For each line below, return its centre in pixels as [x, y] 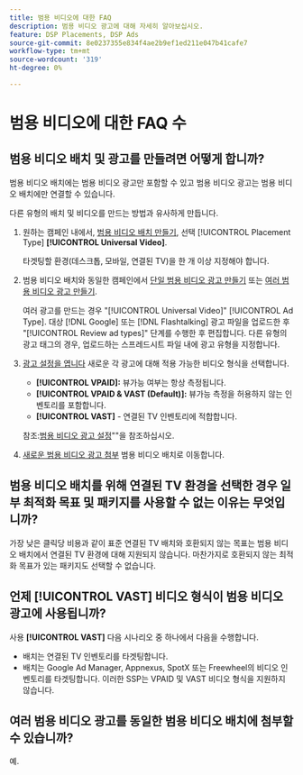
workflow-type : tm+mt [50, 51]
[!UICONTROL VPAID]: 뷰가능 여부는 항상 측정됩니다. [131, 382]
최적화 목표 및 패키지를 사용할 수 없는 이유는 [137, 502]
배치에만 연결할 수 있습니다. [67, 194]
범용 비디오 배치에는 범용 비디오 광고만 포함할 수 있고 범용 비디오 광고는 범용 [143, 182]
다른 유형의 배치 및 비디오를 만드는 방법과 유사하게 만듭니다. [114, 213]
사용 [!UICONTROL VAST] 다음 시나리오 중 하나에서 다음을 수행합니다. [134, 637]
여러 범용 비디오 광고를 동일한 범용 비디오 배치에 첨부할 [151, 720]
